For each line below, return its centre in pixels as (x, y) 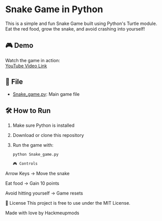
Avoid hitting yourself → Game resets (44, 193)
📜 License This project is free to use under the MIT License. (68, 203)
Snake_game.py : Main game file (46, 94)
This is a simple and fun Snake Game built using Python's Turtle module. (81, 23)
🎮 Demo (19, 46)
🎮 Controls (25, 164)
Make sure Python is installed (44, 125)
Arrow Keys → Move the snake (37, 174)
